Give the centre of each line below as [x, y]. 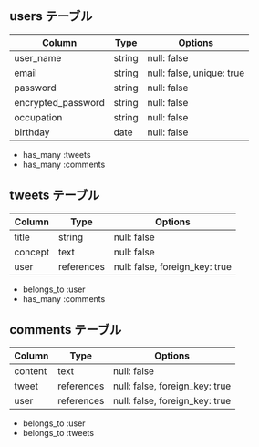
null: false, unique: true [196, 73]
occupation [38, 117]
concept [32, 252]
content [31, 371]
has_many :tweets [57, 154]
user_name [38, 57]
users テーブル [51, 16]
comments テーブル [66, 330]
